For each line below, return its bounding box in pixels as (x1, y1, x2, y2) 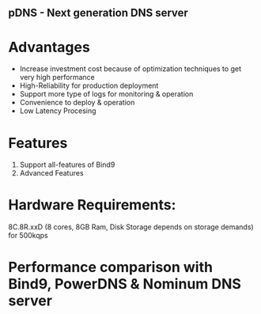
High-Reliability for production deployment (19, 81, 159, 90)
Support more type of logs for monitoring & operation (19, 89, 194, 99)
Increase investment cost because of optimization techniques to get (19, 64, 241, 74)
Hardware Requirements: (8, 196, 176, 214)
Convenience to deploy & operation (19, 98, 135, 108)
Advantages (8, 38, 91, 56)
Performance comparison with (8, 259, 214, 276)
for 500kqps (8, 231, 49, 240)
